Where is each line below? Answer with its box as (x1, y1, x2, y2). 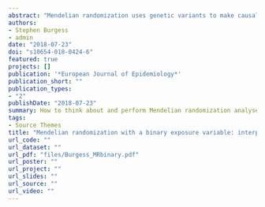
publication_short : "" (8, 77, 83, 85)
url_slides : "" (8, 172, 58, 181)
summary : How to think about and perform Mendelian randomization (8, 107, 231, 115)
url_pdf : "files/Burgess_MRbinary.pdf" (8, 150, 140, 158)
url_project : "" (8, 165, 62, 173)
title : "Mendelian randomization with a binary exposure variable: (8, 128, 235, 136)
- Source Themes (8, 121, 62, 129)
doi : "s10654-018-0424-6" (8, 48, 93, 56)
